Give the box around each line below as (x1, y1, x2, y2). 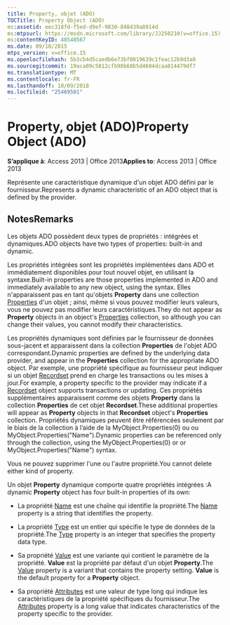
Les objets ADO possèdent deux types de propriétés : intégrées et (7, 232, 198, 240)
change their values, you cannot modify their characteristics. (7, 320, 183, 329)
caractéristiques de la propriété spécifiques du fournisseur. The (17, 594, 200, 603)
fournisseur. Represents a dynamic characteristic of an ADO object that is (7, 185, 218, 194)
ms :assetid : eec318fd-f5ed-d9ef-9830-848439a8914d (7, 23, 158, 30)
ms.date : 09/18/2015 (7, 43, 68, 50)
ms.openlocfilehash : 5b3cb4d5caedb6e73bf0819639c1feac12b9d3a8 (7, 56, 196, 63)
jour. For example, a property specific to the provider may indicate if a (7, 379, 208, 387)
